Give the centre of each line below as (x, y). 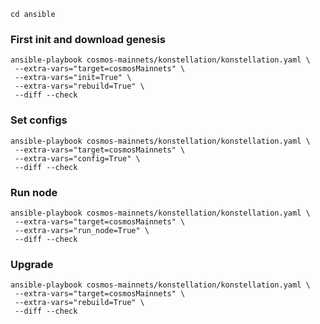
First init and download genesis (88, 39)
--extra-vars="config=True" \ (77, 158)
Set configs (39, 120)
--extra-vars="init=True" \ (73, 78)
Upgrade (32, 264)
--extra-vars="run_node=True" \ (82, 230)
